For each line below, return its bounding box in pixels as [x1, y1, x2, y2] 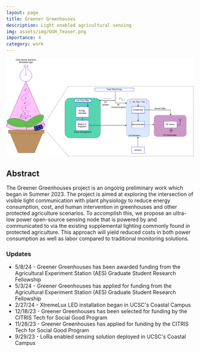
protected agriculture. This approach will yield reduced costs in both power [6, 229, 191, 236]
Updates [6, 250, 32, 258]
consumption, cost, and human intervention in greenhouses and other [6, 203, 177, 211]
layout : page [6, 10, 39, 16]
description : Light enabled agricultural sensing [6, 22, 132, 28]
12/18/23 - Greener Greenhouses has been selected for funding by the [14, 308, 187, 315]
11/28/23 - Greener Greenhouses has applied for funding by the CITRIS [14, 320, 189, 328]
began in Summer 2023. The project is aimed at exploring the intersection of [6, 191, 193, 198]
